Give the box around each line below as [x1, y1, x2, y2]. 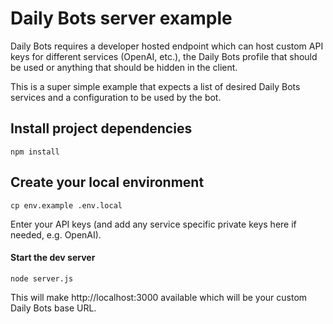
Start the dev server [10, 252, 96, 264]
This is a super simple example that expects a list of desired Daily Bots [10, 80, 301, 92]
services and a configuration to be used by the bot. [10, 91, 222, 103]
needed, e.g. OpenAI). [10, 228, 102, 241]
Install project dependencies [10, 120, 193, 137]
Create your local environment [10, 174, 205, 191]
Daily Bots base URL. [10, 302, 97, 314]
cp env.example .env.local [10, 200, 123, 211]
